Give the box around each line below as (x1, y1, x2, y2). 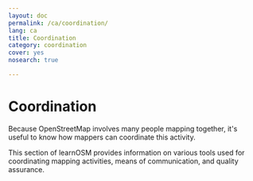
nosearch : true (8, 57, 59, 65)
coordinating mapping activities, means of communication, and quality (8, 156, 239, 166)
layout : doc (8, 11, 48, 20)
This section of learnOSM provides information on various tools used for (8, 148, 245, 157)
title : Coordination (8, 33, 77, 42)
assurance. (8, 164, 45, 174)
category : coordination (8, 41, 88, 49)
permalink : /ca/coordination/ (8, 19, 109, 27)
